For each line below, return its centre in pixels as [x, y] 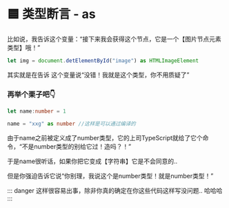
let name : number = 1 [37, 111]
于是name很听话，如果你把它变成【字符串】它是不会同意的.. [92, 161]
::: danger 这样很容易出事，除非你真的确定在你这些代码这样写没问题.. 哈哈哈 [115, 190]
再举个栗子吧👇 [31, 94]
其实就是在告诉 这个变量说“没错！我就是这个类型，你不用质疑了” [98, 75]
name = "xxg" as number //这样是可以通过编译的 [71, 124]
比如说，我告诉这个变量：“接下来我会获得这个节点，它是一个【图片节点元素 [114, 39]
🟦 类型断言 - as [51, 14]
